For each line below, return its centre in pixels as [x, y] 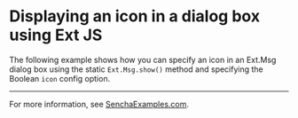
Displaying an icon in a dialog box [134, 16]
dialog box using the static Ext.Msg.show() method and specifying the [136, 69]
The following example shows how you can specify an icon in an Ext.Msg [143, 59]
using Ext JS [56, 35]
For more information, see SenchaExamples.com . [99, 104]
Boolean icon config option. [60, 78]
